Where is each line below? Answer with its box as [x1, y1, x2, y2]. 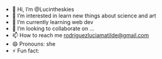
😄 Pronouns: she [12, 40, 56, 48]
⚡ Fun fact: [12, 47, 39, 54]
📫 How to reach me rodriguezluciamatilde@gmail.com [12, 32, 149, 39]
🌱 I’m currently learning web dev [12, 19, 94, 25]
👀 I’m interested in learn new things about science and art [12, 12, 157, 19]
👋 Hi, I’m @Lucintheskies [12, 6, 75, 13]
